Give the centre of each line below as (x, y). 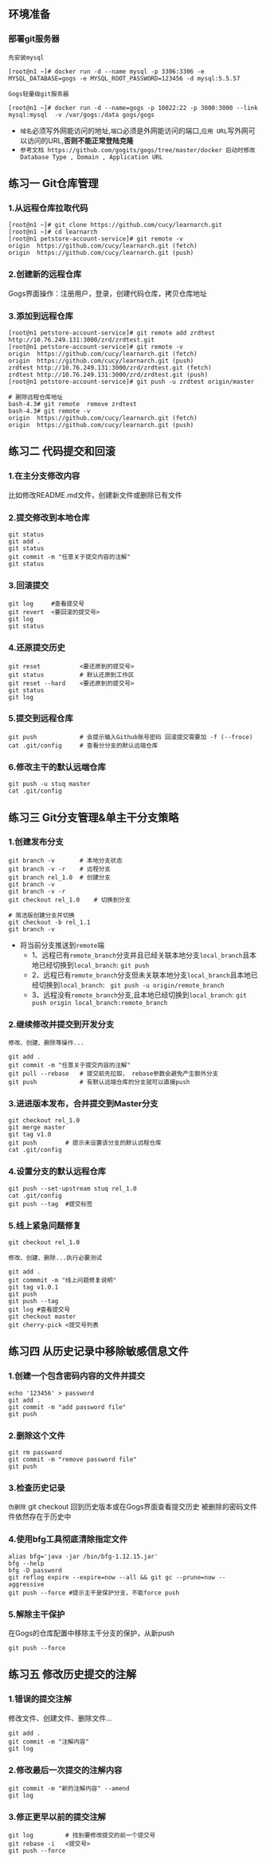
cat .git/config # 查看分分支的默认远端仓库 (83, 746)
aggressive (26, 1584)
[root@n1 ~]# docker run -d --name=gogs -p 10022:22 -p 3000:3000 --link (133, 108)
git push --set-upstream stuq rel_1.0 (72, 1188)
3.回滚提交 (29, 585)
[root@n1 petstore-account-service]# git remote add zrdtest (112, 333)
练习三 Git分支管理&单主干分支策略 (94, 818)
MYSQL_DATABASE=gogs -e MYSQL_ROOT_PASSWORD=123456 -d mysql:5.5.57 (124, 78)
